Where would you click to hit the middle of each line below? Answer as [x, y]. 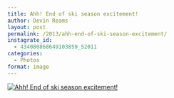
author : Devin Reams [38, 21]
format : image [29, 67]
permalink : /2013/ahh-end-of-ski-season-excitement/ [87, 34]
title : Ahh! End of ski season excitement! [73, 14]
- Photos [27, 60]
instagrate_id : [30, 40]
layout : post [27, 27]
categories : [25, 54]
